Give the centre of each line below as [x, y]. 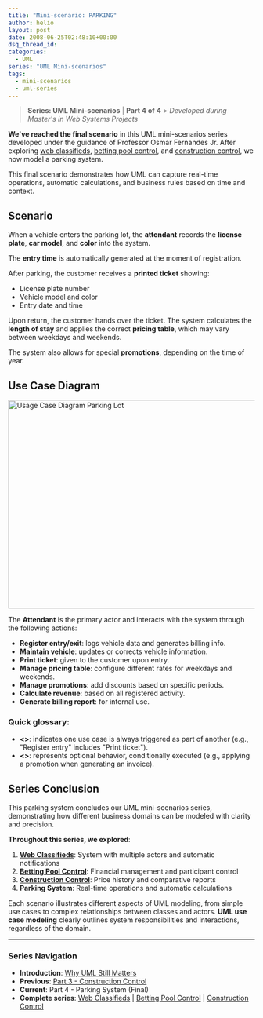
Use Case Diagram [54, 385]
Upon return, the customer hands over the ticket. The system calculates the [130, 321]
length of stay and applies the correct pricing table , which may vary [119, 329]
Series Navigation [43, 956]
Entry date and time [51, 305]
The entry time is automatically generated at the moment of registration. [125, 258]
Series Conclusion [54, 788]
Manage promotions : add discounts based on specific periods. [122, 685]
